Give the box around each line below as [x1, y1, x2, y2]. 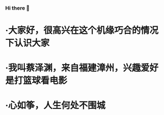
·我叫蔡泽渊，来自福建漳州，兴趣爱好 [5, 63, 159, 74]
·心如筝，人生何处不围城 [5, 100, 106, 111]
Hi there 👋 [5, 5, 30, 12]
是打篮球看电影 [5, 75, 68, 86]
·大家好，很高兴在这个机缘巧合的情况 [5, 25, 159, 36]
